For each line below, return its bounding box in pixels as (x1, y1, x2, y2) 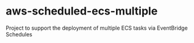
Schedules (5, 30, 33, 38)
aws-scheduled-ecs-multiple (5, 4, 158, 18)
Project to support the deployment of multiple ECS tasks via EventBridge (5, 24, 188, 31)
